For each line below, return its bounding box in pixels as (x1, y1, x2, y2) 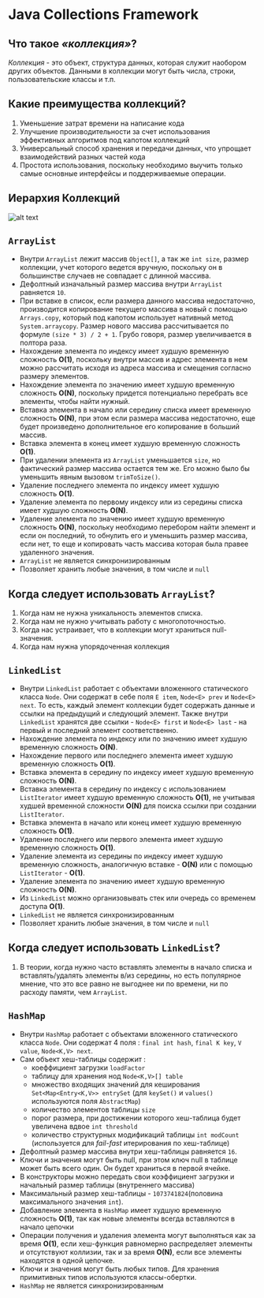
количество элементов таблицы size (31, 1105, 156, 1114)
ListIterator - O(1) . (19, 868, 85, 877)
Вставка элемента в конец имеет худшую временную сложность (19, 439, 240, 448)
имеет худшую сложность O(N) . (19, 506, 128, 515)
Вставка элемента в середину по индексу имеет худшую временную (19, 768, 254, 777)
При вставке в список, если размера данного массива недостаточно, (19, 296, 256, 305)
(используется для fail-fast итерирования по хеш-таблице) (31, 1138, 230, 1147)
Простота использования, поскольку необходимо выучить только (19, 160, 243, 170)
